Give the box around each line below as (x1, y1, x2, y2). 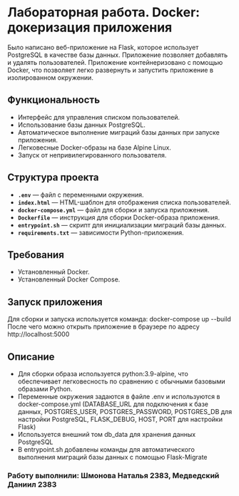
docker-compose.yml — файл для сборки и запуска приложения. (17, 205, 210, 214)
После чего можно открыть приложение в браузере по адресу (7, 322, 200, 331)
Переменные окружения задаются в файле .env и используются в (17, 393, 220, 401)
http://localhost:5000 (7, 330, 70, 339)
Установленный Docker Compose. (17, 275, 121, 284)
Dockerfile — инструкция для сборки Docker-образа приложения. (17, 213, 220, 222)
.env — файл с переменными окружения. (17, 190, 144, 199)
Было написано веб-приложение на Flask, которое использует (7, 43, 199, 51)
